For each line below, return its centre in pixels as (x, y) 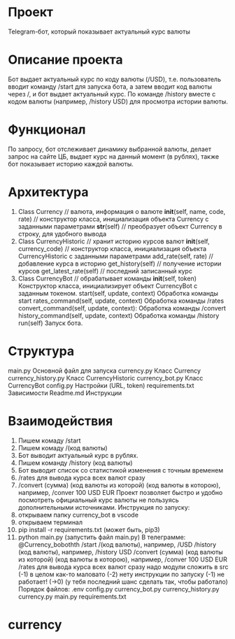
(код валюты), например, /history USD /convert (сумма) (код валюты (120, 552)
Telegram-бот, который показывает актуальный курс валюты (99, 31)
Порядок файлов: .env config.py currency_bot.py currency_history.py (119, 589)
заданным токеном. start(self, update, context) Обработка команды (118, 293)
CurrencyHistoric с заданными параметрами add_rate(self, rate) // (116, 256)
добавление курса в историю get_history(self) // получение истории (120, 264)
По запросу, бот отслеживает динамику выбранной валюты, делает (110, 149)
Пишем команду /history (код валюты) (75, 463)
